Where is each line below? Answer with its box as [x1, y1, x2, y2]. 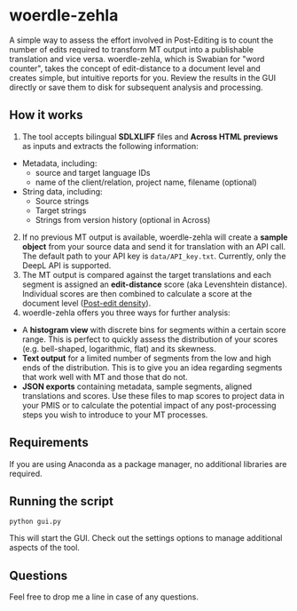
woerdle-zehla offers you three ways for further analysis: [21, 307, 231, 318]
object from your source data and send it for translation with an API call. [21, 241, 286, 251]
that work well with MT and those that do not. [21, 371, 188, 382]
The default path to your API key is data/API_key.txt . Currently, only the [21, 250, 286, 261]
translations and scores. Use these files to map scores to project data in [21, 390, 285, 401]
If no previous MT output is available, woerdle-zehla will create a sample [21, 232, 288, 242]
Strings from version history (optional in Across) [35, 214, 211, 225]
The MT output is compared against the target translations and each [21, 269, 272, 280]
